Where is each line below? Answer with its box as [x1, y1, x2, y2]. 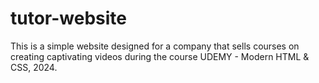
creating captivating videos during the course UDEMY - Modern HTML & [10, 50, 310, 62]
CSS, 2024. [10, 61, 58, 73]
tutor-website [10, 7, 127, 30]
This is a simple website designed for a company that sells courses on [10, 40, 300, 52]
